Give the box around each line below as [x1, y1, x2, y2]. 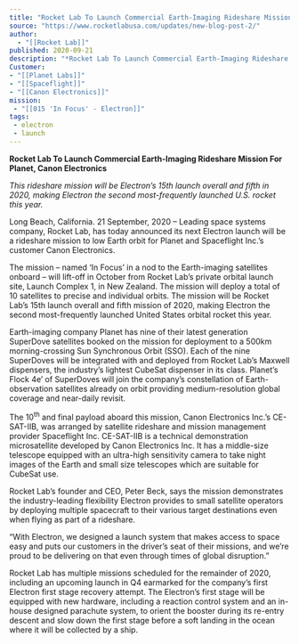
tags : [9, 112, 29, 121]
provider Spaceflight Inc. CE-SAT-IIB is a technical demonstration [9, 430, 249, 441]
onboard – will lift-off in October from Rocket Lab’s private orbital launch [9, 271, 274, 281]
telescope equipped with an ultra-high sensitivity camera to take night [9, 449, 266, 460]
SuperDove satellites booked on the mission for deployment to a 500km [9, 336, 272, 346]
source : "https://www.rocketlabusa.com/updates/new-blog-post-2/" [9, 21, 261, 30]
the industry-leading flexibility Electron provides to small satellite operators [9, 495, 284, 506]
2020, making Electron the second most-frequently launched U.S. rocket [9, 189, 276, 200]
